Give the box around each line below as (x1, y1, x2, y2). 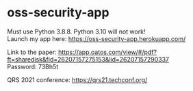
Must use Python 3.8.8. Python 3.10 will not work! (7, 27, 146, 36)
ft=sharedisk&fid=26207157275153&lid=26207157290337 (7, 55, 170, 63)
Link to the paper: (7, 48, 57, 56)
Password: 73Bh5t (7, 62, 59, 70)
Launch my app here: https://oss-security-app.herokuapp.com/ (7, 34, 186, 42)
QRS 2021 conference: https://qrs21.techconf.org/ (7, 75, 148, 83)
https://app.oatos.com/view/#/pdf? (57, 48, 157, 56)
